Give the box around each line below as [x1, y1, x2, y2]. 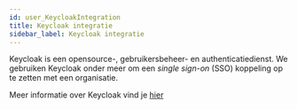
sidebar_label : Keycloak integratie [9, 29, 145, 38]
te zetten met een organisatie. [9, 73, 119, 83]
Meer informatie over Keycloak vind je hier [9, 90, 164, 100]
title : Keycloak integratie [9, 21, 113, 30]
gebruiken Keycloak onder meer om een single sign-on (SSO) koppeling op [9, 63, 284, 74]
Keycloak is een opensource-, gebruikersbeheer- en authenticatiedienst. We [9, 54, 288, 65]
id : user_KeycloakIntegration [9, 12, 121, 22]
